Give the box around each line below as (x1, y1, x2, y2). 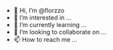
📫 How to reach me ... (13, 36, 77, 43)
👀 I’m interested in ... (13, 14, 72, 22)
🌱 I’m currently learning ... (13, 21, 87, 28)
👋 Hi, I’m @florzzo (13, 7, 65, 14)
